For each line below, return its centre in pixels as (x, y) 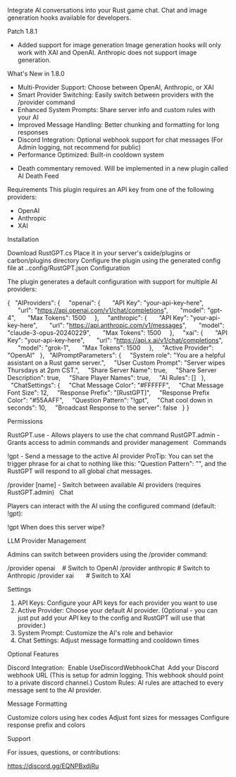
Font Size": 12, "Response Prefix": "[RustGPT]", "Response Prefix (108, 393)
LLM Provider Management (47, 541)
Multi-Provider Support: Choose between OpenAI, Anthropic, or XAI (116, 87)
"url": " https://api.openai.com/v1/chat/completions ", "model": (112, 310)
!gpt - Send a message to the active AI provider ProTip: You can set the (110, 456)
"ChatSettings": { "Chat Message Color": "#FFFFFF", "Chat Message (117, 385)
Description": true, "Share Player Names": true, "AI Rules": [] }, (107, 378)
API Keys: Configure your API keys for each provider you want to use (117, 603)
